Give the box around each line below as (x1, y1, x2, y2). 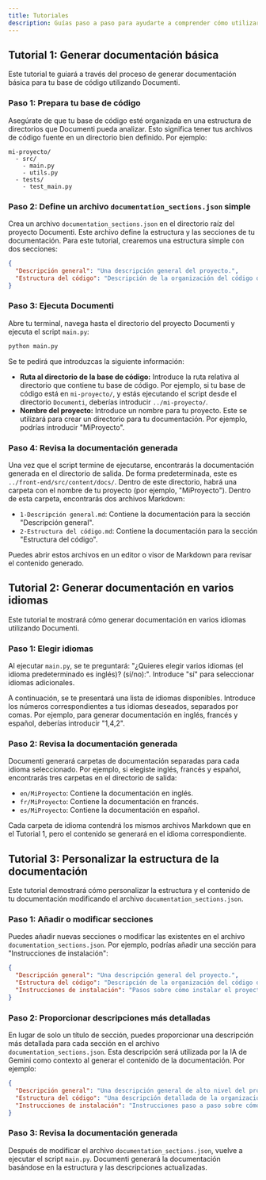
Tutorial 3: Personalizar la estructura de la (8, 852, 219, 865)
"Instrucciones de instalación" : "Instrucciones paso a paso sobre (15, 1101, 243, 1109)
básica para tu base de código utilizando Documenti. (8, 78, 180, 87)
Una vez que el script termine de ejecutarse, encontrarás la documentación (8, 460, 255, 469)
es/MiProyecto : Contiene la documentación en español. (19, 806, 200, 815)
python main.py (8, 342, 59, 350)
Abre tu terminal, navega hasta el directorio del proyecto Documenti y (8, 318, 235, 328)
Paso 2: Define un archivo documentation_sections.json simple (8, 201, 251, 212)
